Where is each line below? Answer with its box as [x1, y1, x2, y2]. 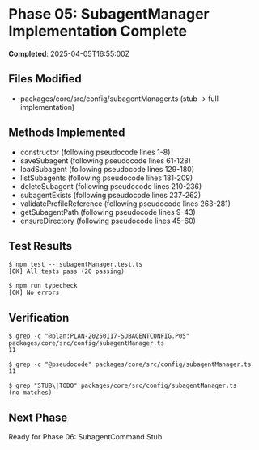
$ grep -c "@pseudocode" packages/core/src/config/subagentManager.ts [8, 360, 252, 368]
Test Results [8, 239, 73, 253]
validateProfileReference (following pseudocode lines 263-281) [19, 199, 231, 208]
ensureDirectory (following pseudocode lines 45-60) [19, 216, 197, 225]
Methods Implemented [8, 126, 125, 140]
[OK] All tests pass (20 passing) [8, 267, 125, 275]
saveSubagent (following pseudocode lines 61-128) [19, 155, 192, 166]
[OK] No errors [8, 288, 60, 297]
